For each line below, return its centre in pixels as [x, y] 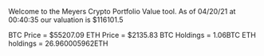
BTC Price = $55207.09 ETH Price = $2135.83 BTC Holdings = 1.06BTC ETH [132, 35]
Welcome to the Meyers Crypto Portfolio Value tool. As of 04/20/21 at [122, 11]
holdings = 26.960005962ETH [59, 43]
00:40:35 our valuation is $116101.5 [66, 20]
